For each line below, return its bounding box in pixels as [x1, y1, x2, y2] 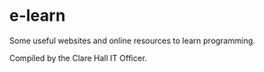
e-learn [9, 5, 66, 26]
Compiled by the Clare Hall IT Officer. [9, 52, 147, 63]
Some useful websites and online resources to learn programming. [9, 35, 256, 46]
